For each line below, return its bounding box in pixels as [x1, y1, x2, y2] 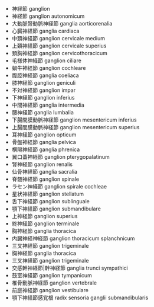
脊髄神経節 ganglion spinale [11, 175, 80, 183]
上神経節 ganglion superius [11, 213, 78, 219]
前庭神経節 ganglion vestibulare [11, 287, 89, 293]
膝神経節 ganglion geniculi [11, 79, 76, 86]
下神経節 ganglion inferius [11, 94, 75, 101]
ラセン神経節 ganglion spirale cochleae [11, 183, 107, 190]
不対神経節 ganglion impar [11, 87, 76, 94]
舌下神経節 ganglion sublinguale [11, 198, 90, 204]
